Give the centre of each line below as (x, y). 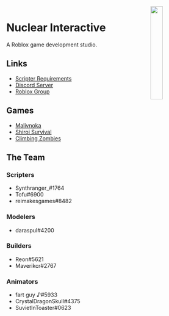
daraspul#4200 (35, 230)
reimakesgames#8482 (43, 201)
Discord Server (34, 85)
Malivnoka (28, 125)
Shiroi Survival (33, 132)
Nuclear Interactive (56, 28)
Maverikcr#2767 (36, 265)
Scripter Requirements (43, 78)
